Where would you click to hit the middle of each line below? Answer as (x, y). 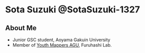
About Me (21, 28)
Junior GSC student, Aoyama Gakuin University (61, 40)
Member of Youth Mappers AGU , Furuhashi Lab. (62, 45)
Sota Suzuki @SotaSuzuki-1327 (73, 10)
